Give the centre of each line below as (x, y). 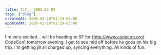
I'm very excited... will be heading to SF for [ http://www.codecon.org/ (75, 37)
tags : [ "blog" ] (20, 14)
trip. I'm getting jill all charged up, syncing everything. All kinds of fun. (75, 47)
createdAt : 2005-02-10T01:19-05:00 (41, 18)
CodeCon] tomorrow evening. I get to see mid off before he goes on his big (80, 42)
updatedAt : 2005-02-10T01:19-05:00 (41, 23)
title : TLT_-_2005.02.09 (30, 9)
